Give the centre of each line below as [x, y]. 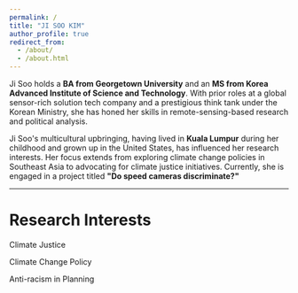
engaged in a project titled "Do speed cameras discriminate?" [124, 176]
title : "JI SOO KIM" [47, 26]
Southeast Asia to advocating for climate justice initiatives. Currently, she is [147, 166]
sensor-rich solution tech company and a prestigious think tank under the [143, 102]
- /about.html [43, 58]
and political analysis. [49, 121]
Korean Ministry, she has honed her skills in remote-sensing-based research [149, 112]
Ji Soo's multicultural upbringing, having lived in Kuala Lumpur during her [144, 139]
